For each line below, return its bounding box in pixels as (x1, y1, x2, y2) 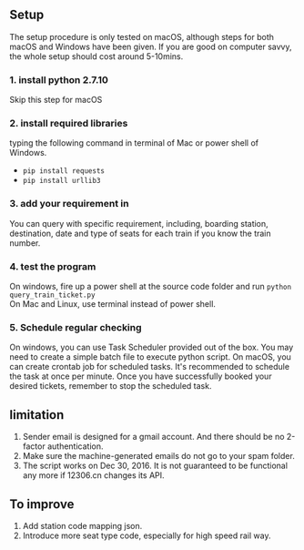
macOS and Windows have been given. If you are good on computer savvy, (9, 41, 293, 52)
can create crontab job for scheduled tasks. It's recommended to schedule (9, 362, 289, 372)
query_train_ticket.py (9, 290, 96, 300)
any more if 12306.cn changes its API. (22, 470, 166, 481)
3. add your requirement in (9, 198, 129, 210)
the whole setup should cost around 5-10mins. (9, 50, 184, 62)
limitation (9, 407, 65, 423)
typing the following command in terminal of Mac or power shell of (9, 137, 259, 148)
